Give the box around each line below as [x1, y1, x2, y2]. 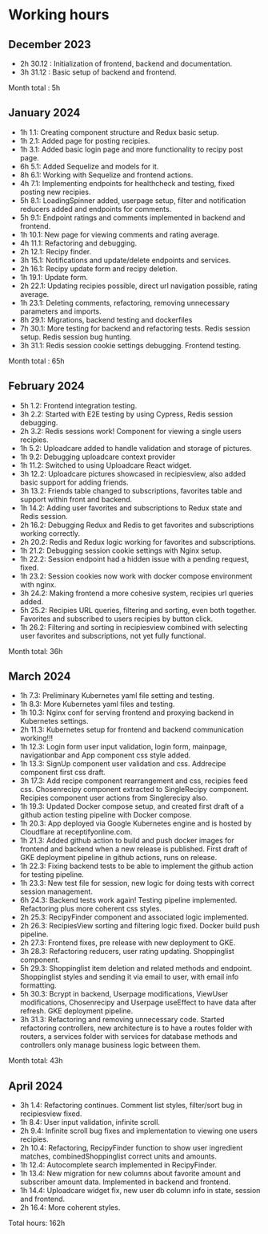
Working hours [8, 6, 110, 24]
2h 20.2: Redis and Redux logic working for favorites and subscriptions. [19, 537, 256, 546]
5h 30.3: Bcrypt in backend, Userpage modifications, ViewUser [19, 989, 229, 999]
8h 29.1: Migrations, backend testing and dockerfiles [19, 315, 193, 324]
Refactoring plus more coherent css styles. [19, 904, 162, 914]
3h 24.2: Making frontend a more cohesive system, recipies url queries [19, 588, 254, 598]
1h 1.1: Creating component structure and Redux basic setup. [19, 127, 219, 137]
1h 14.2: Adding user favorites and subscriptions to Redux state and [19, 503, 242, 513]
